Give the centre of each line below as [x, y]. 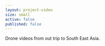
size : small [18, 15]
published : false [23, 24]
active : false [20, 19]
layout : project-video [29, 10]
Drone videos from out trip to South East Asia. [53, 38]
